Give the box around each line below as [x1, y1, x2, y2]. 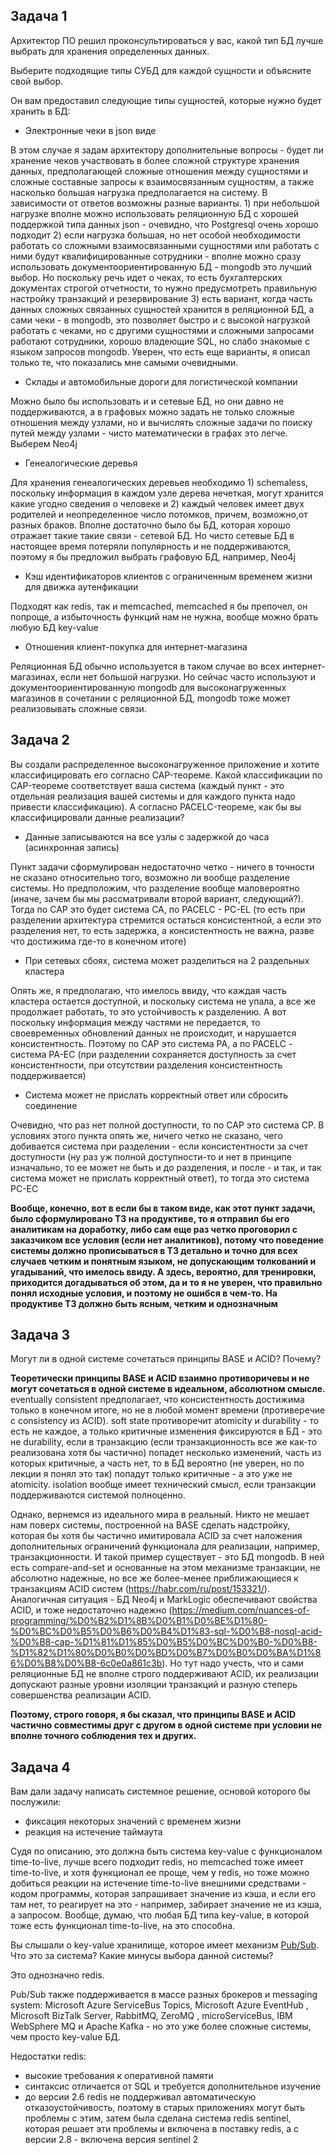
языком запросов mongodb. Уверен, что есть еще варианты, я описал [10, 345, 311, 358]
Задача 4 [10, 1759, 71, 1776]
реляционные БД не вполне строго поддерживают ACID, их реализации [10, 1668, 319, 1680]
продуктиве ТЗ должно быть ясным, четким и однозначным [10, 1297, 278, 1309]
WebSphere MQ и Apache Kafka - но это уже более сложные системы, [10, 2020, 312, 2033]
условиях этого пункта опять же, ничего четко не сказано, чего [10, 1129, 283, 1141]
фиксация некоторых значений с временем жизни [24, 1815, 242, 1828]
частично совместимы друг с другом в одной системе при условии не [10, 1719, 323, 1731]
